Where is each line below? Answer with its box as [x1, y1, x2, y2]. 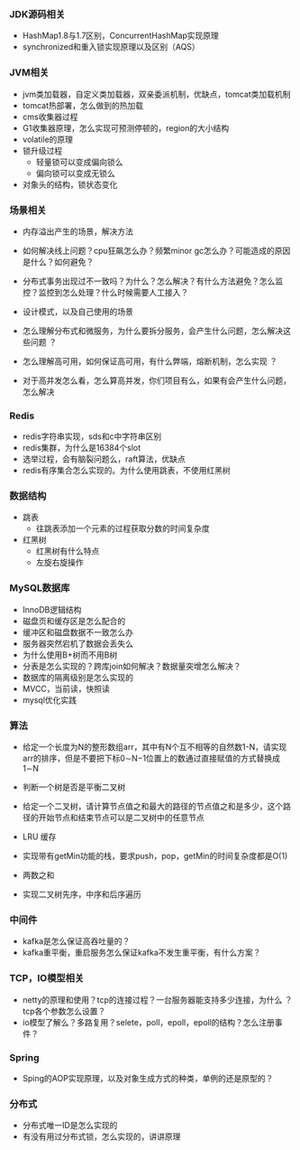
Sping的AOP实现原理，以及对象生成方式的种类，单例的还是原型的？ [22, 1072, 274, 1083]
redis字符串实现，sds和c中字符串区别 [22, 431, 162, 442]
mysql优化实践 [22, 694, 77, 706]
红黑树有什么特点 [35, 546, 100, 556]
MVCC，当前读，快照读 [22, 683, 111, 694]
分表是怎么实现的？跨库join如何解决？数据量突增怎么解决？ [22, 660, 241, 671]
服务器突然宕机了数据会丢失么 [22, 638, 133, 649]
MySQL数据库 [9, 582, 70, 594]
